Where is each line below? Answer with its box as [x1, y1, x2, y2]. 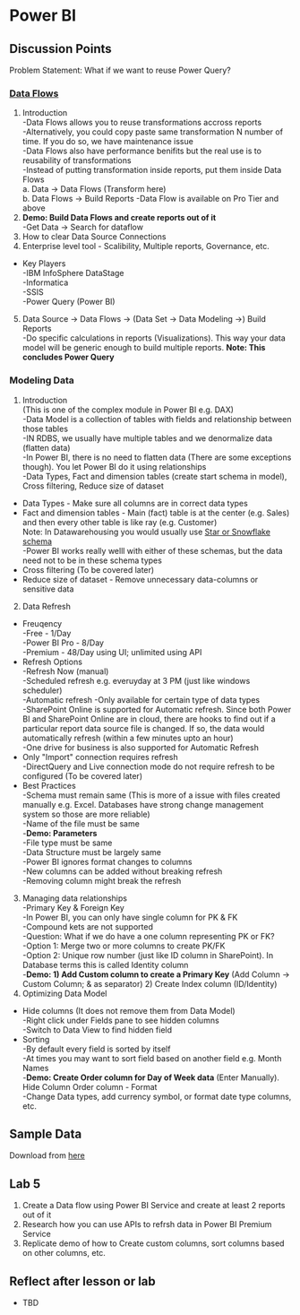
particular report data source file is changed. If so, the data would [21, 722, 265, 733]
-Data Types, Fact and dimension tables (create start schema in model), [21, 471, 287, 481]
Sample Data [9, 1126, 82, 1141]
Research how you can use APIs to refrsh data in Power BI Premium [21, 1219, 272, 1230]
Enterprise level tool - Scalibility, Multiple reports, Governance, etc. [21, 241, 270, 252]
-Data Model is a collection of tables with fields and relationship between [21, 413, 292, 424]
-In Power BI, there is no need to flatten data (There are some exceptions [21, 452, 292, 463]
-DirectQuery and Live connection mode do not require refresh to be [21, 761, 275, 772]
